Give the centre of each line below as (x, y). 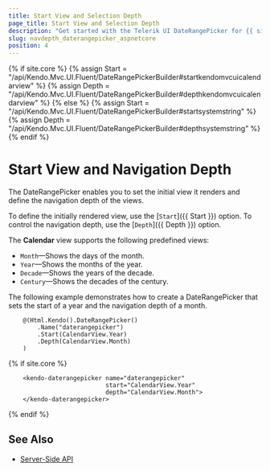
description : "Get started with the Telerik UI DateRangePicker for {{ (131, 31)
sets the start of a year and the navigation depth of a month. (108, 306)
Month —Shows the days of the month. (82, 256)
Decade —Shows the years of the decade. (87, 273)
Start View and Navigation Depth (120, 169)
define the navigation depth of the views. (76, 200)
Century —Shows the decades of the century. (94, 282)
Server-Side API (47, 459)
